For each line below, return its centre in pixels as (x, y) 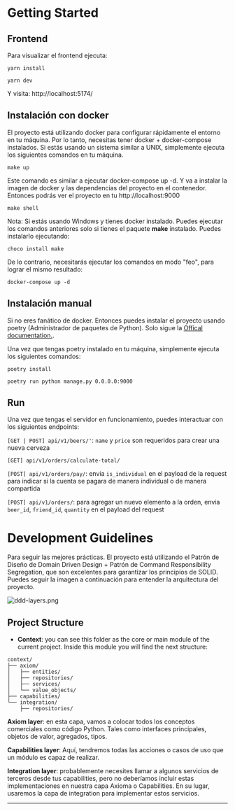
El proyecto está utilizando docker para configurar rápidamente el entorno (114, 132)
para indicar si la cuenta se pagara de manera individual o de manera (107, 481)
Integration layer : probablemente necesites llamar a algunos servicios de (113, 771)
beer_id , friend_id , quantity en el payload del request (86, 509)
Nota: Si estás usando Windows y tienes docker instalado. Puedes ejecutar (115, 221)
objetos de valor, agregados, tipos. (57, 737)
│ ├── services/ (34, 684)
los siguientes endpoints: (43, 427)
